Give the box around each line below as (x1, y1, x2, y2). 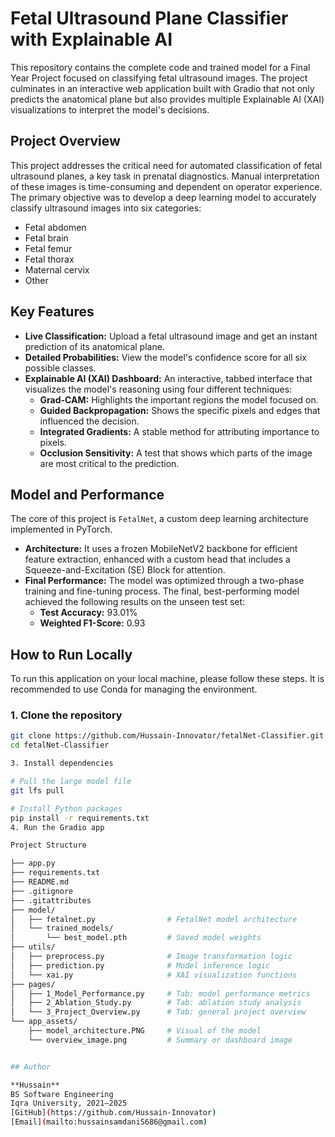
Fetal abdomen (24, 221, 87, 233)
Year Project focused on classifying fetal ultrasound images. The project (10, 72, 308, 84)
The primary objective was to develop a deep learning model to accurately (10, 191, 317, 203)
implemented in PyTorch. (10, 523, 113, 536)
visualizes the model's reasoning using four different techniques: (24, 383, 293, 395)
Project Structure (10, 840, 87, 851)
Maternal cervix (24, 263, 90, 276)
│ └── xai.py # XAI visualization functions (10, 970, 298, 980)
